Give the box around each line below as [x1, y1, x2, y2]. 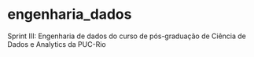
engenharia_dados [7, 5, 132, 23]
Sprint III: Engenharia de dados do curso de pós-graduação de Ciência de [7, 31, 247, 41]
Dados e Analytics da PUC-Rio [7, 39, 107, 48]
